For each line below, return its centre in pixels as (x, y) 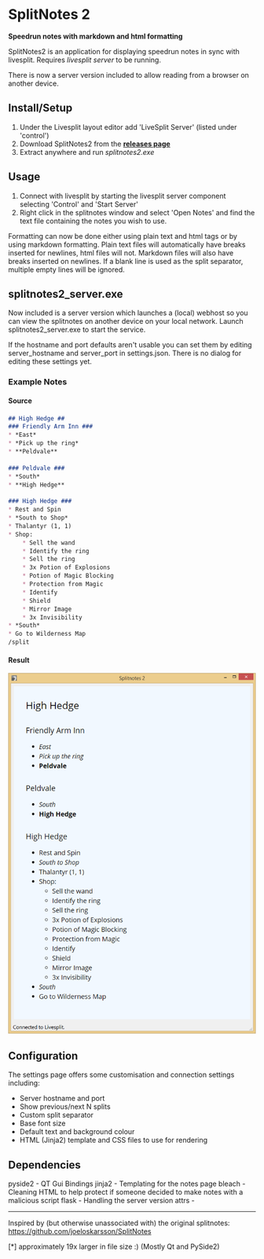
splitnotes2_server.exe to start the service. (77, 330)
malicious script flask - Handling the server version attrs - (101, 1200)
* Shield (37, 600)
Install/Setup (40, 108)
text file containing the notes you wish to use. (93, 221)
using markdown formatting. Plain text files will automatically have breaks (127, 244)
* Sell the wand (49, 543)
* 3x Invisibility (52, 617)
